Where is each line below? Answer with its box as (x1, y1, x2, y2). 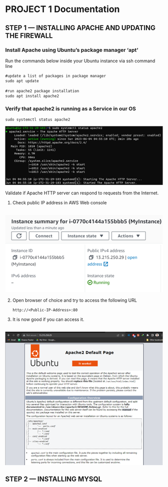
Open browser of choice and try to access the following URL (12, 297, 137, 303)
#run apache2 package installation (5, 88, 79, 93)
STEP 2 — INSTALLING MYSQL (5, 475, 102, 483)
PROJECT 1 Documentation (5, 4, 120, 15)
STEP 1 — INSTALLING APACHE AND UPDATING (5, 24, 156, 32)
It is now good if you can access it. (12, 316, 84, 322)
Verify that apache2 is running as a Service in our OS (5, 105, 136, 112)
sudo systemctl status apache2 (5, 117, 70, 123)
